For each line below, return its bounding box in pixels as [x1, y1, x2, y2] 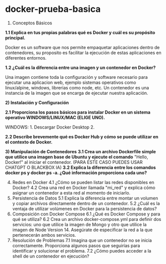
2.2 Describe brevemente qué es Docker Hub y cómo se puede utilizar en [5, 133, 159, 139]
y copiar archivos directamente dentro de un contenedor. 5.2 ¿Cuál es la [12, 200, 160, 206]
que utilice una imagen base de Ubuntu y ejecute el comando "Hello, [5, 154, 149, 160]
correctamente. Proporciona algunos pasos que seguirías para [12, 242, 140, 249]
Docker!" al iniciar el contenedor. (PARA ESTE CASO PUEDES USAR [5, 159, 143, 165]
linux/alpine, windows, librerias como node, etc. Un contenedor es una [5, 84, 150, 90]
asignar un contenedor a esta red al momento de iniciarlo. [12, 190, 130, 196]
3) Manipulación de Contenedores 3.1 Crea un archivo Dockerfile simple [5, 148, 156, 154]
